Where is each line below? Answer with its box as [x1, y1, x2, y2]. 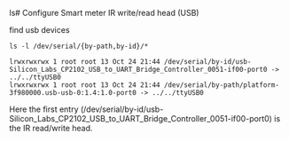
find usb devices [9, 25, 70, 35]
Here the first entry [9, 104, 79, 114]
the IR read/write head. [9, 123, 93, 133]
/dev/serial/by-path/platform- [163, 81, 279, 90]
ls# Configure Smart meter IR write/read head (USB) [9, 8, 199, 18]
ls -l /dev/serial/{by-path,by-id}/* [9, 42, 149, 51]
